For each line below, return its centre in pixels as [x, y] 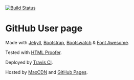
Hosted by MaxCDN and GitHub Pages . [47, 72]
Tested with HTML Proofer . [34, 52]
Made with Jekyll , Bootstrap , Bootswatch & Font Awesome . [67, 42]
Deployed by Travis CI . [29, 62]
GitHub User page [44, 29]
